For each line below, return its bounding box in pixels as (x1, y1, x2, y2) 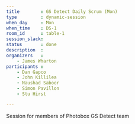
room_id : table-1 (6, 31, 65, 37)
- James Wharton (17, 58, 57, 64)
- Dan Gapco (17, 69, 46, 75)
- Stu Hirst (17, 91, 46, 97)
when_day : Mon (6, 19, 54, 25)
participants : (6, 63, 44, 70)
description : (6, 47, 44, 53)
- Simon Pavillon (17, 86, 60, 92)
